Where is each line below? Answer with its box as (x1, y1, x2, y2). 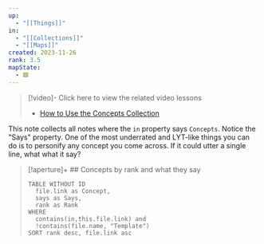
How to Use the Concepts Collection (39, 108, 160, 118)
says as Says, (35, 194, 82, 202)
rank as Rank (35, 201, 79, 209)
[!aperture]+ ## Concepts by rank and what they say (27, 164, 201, 174)
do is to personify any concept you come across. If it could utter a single (8, 140, 246, 150)
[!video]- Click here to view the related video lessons (27, 92, 202, 102)
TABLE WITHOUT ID (27, 180, 86, 188)
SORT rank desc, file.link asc (27, 229, 132, 237)
